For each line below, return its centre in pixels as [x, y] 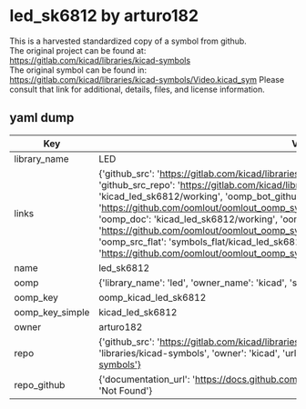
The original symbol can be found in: [78, 70]
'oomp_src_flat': [133, 242]
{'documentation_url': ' [147, 379]
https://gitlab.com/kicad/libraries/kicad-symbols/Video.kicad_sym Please [147, 79]
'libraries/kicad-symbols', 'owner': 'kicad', [189, 353]
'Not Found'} [126, 390]
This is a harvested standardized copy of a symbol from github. [128, 41]
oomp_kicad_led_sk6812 [153, 297]
